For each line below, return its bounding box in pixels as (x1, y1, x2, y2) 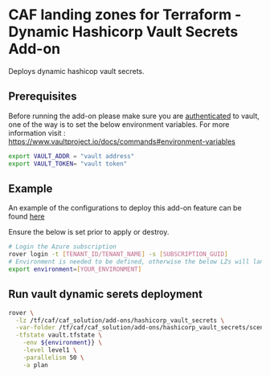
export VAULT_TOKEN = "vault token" (8, 159, 128, 168)
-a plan (22, 361, 48, 369)
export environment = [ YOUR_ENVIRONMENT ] (8, 265, 142, 273)
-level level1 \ (22, 346, 78, 354)
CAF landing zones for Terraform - (8, 6, 242, 24)
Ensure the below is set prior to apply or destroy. (8, 227, 170, 237)
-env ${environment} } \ (22, 339, 103, 347)
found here (8, 211, 45, 222)
